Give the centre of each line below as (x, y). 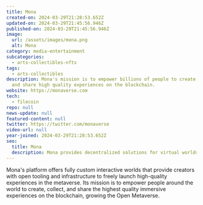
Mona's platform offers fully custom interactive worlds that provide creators (101, 169)
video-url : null (27, 130)
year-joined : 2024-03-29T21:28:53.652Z (56, 136)
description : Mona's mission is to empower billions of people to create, (102, 79)
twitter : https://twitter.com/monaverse (58, 125)
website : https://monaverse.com (47, 91)
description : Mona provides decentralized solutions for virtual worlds (105, 152)
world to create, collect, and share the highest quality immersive (86, 189)
